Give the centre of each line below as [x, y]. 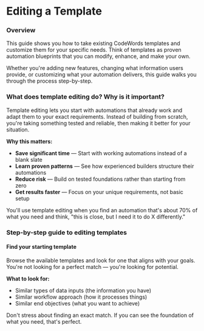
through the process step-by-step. [49, 81]
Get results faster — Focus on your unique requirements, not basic [99, 192]
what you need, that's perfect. [44, 321]
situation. [18, 130]
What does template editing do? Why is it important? [86, 97]
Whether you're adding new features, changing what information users [95, 68]
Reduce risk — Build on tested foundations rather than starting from [100, 179]
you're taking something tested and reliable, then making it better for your [99, 123]
